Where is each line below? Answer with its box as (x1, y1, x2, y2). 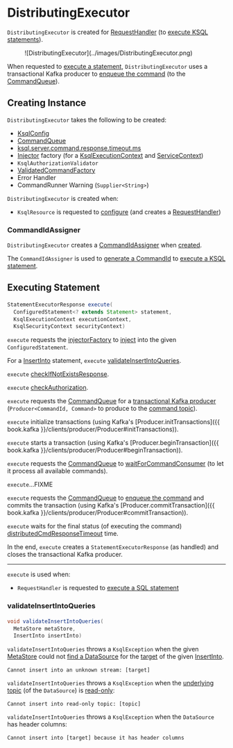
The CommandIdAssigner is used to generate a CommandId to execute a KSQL (7, 254, 226, 263)
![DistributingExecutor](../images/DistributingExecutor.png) (24, 49, 193, 57)
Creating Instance (7, 97, 87, 109)
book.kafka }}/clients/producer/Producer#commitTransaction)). (7, 509, 189, 517)
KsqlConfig (17, 129, 50, 137)
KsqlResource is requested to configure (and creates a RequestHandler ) (17, 207, 221, 216)
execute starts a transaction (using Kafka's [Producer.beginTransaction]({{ (7, 439, 219, 447)
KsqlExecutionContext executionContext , (13, 316, 132, 323)
